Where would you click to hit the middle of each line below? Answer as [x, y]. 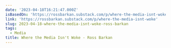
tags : [11, 28]
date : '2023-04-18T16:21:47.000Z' [42, 10]
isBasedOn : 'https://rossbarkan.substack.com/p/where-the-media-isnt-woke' [87, 14]
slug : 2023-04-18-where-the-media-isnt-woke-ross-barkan [67, 24]
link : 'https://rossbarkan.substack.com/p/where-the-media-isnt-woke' [82, 19]
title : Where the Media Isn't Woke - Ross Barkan [59, 38]
